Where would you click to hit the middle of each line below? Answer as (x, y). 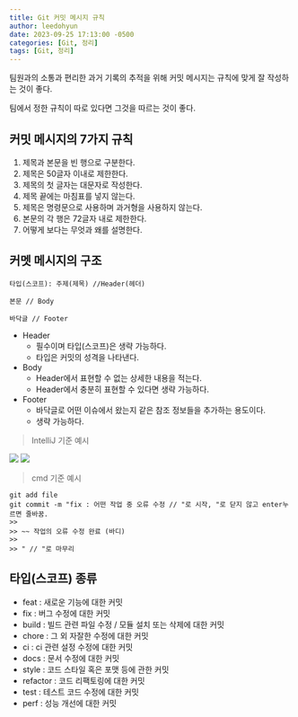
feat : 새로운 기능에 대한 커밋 (72, 602)
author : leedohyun (44, 26)
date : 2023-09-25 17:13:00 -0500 (72, 34)
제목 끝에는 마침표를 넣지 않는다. (79, 196)
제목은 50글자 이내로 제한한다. (75, 173)
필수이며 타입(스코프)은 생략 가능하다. (101, 346)
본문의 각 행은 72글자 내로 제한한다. (84, 218)
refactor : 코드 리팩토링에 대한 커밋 (83, 680)
